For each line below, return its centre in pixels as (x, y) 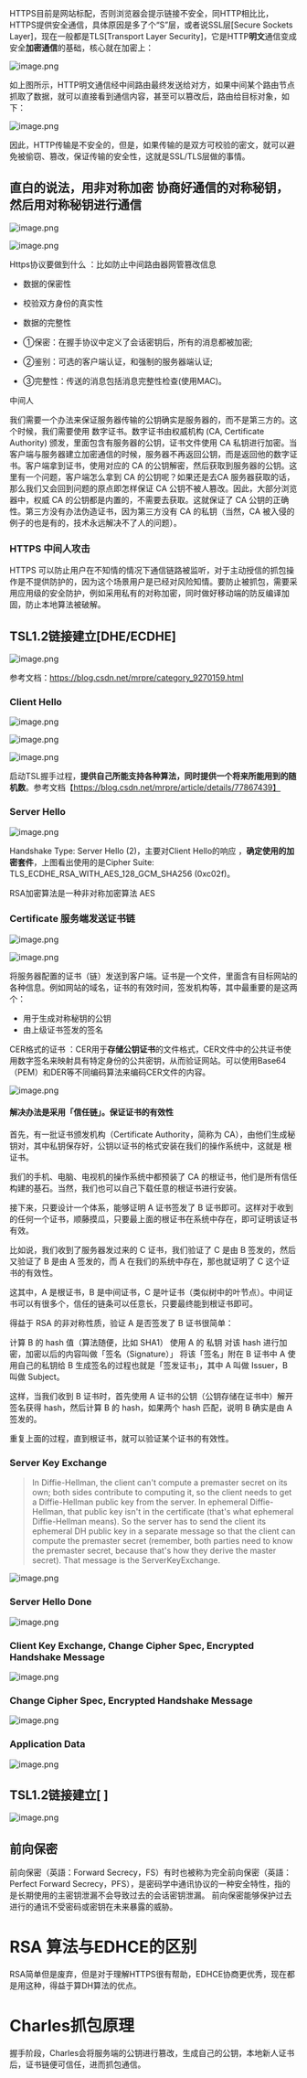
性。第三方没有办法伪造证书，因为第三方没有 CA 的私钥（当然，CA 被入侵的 (152, 511)
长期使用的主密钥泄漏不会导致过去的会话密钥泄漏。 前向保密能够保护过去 (154, 1895)
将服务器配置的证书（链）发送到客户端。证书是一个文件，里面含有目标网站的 (153, 976)
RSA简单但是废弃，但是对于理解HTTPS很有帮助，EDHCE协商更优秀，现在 (148, 1975)
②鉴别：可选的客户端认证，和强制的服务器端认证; (117, 361)
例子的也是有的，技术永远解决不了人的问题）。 (95, 522)
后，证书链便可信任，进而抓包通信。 (78, 2064)
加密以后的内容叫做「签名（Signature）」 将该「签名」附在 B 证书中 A (155, 1354)
